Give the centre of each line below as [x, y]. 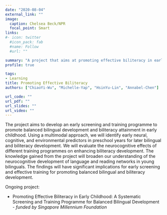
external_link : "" [24, 14]
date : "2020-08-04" [25, 10]
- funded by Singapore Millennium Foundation [59, 207]
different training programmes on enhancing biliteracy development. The [80, 151]
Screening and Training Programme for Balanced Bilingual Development [86, 202]
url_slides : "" [21, 106]
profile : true [20, 65]
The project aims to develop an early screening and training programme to [81, 125]
